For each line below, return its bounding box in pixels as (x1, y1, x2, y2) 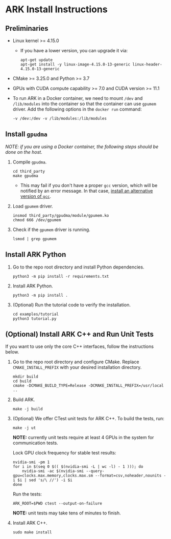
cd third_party (12, 169, 45, 174)
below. (5, 349, 19, 355)
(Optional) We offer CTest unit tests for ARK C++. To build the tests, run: (12, 416, 165, 422)
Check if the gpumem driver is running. (12, 226, 90, 233)
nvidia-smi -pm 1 (12, 460, 50, 465)
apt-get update (20, 57, 53, 63)
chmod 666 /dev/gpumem (12, 217, 61, 222)
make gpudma (12, 173, 38, 178)
